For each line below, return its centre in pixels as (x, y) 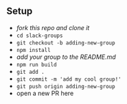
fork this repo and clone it (53, 27)
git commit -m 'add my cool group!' (69, 79)
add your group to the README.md (66, 57)
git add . (31, 72)
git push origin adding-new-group (66, 86)
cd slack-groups (39, 36)
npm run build (36, 64)
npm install (33, 50)
